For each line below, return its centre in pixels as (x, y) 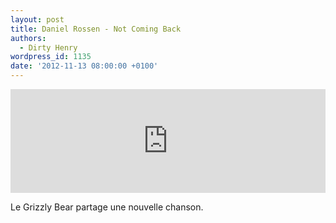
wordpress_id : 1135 (51, 57)
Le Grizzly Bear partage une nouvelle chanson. (107, 207)
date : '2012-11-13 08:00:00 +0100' (84, 66)
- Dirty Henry (48, 47)
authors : (28, 38)
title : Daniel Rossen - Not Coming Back (96, 29)
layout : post (37, 19)
